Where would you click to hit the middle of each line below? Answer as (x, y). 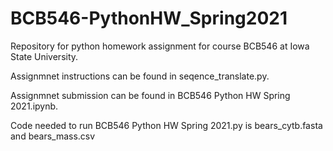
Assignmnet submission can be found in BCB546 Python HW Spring (150, 95)
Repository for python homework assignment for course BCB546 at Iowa (160, 46)
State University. (44, 56)
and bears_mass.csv (53, 136)
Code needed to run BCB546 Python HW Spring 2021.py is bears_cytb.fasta (166, 125)
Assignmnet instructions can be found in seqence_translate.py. (140, 76)
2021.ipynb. (34, 106)
